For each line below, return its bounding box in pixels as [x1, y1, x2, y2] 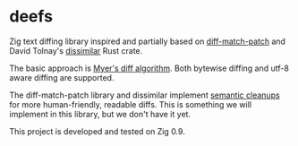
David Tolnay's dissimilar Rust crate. [9, 45, 143, 56]
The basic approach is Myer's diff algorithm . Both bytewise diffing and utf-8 [9, 63, 289, 73]
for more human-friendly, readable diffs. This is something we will [9, 99, 252, 109]
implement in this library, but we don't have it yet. [9, 108, 191, 119]
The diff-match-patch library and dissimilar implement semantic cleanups [9, 90, 280, 100]
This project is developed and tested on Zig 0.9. [9, 125, 185, 136]
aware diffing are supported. [9, 72, 115, 82]
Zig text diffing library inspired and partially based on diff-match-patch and [9, 36, 286, 47]
